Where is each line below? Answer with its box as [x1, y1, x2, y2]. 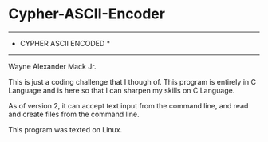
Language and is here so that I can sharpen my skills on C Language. [8, 85, 235, 95]
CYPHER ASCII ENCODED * [19, 38, 111, 48]
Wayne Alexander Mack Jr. [8, 61, 97, 71]
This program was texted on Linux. [8, 124, 123, 134]
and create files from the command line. [8, 109, 140, 119]
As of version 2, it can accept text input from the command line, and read [8, 101, 249, 110]
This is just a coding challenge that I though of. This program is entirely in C [8, 77, 257, 86]
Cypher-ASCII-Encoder [8, 5, 166, 23]
